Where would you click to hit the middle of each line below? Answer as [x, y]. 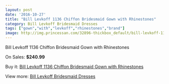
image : [12, 33]
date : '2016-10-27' [26, 14]
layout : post [19, 10]
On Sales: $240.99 [25, 57]
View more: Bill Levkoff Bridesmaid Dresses [50, 76]
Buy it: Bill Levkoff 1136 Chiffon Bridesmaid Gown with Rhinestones [74, 66]
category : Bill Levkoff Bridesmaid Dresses [52, 24]
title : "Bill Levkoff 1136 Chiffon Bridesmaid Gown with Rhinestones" [81, 19]
